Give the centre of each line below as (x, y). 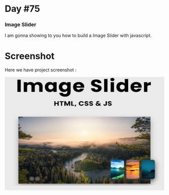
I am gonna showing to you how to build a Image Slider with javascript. (78, 35)
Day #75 (23, 9)
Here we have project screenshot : (41, 70)
